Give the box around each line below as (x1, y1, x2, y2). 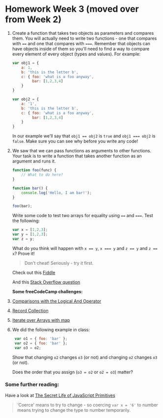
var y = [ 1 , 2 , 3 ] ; (12, 232, 48, 237)
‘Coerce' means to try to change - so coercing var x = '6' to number (17, 402, 159, 408)
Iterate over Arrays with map (12, 317, 70, 323)
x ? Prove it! (12, 251, 35, 256)
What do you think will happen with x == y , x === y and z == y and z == (12, 245, 158, 251)
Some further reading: (5, 381, 59, 388)
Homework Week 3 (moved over (5, 3, 139, 15)
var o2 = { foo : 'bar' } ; (14, 340, 68, 346)
